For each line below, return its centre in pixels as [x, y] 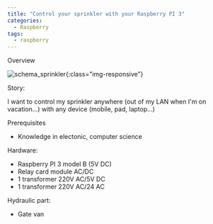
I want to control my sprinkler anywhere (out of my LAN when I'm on [107, 102]
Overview [21, 60]
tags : [15, 34]
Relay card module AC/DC [56, 172]
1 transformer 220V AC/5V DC [62, 179]
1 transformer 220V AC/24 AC [61, 187]
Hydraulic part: [29, 201]
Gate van [31, 214]
